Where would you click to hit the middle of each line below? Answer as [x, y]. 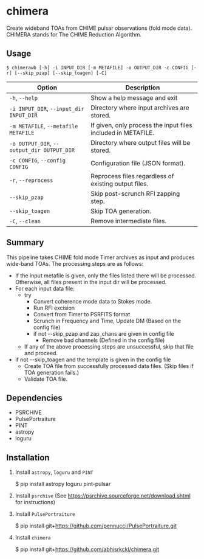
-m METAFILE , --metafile [44, 126]
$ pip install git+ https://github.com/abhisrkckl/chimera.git [87, 549]
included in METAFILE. [123, 133]
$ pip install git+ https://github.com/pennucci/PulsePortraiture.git [96, 526]
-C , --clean [25, 221]
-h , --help [24, 97]
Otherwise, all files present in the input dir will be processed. [91, 282]
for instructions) [35, 502]
